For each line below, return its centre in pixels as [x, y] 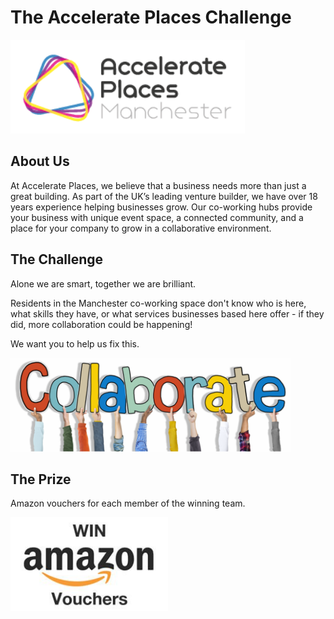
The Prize [41, 479]
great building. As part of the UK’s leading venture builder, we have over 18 [164, 196]
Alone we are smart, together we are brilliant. [103, 283]
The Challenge [57, 259]
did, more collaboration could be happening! [101, 324]
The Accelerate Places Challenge [151, 17]
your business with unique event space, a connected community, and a [157, 217]
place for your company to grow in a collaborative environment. [141, 228]
